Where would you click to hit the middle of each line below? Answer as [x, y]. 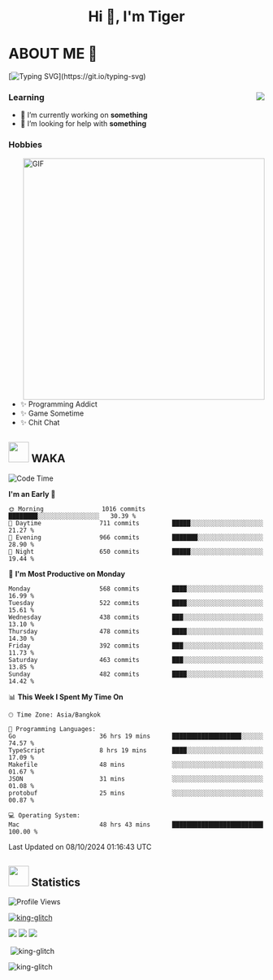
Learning [26, 98]
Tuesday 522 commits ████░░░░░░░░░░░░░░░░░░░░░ [136, 603]
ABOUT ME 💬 [53, 54]
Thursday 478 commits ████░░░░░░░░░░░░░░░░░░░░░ [136, 631]
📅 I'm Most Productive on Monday [67, 573]
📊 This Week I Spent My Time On [66, 697]
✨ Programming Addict [58, 404]
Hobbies [26, 145]
